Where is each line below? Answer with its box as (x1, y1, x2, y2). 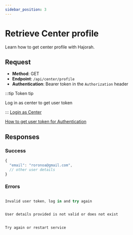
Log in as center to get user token (5, 100, 73, 106)
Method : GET (12, 71, 40, 77)
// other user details (9, 167, 55, 172)
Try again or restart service (5, 225, 66, 230)
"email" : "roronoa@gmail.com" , (9, 163, 73, 168)
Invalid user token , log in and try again (5, 199, 92, 204)
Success (5, 147, 26, 154)
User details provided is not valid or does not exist (5, 212, 118, 217)
